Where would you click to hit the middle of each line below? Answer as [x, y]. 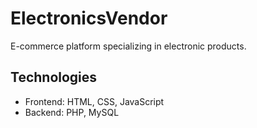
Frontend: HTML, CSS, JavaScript [94, 101]
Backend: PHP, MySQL [72, 112]
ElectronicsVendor [89, 18]
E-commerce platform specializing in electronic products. [128, 46]
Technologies [54, 77]
